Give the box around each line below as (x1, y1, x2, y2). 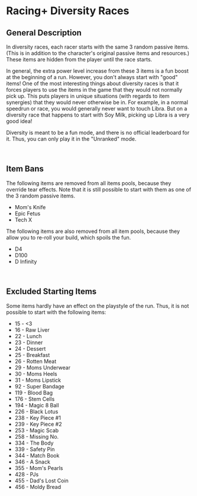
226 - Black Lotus (14, 408, 59, 415)
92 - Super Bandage (14, 382, 65, 390)
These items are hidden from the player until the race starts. (6, 56, 153, 63)
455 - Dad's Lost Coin (14, 477, 69, 484)
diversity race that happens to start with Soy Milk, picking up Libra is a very (6, 111, 190, 118)
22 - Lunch (14, 332, 42, 339)
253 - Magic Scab (14, 427, 59, 434)
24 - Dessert (14, 345, 46, 352)
